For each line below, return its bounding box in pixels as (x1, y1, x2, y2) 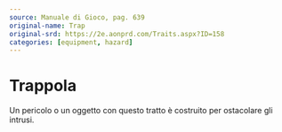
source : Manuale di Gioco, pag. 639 (9, 12, 145, 22)
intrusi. (9, 114, 35, 125)
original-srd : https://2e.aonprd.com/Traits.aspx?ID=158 (9, 29, 225, 38)
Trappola (9, 76, 77, 96)
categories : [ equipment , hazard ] (9, 37, 133, 47)
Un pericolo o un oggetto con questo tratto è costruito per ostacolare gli (9, 105, 273, 116)
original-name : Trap (9, 21, 86, 30)
